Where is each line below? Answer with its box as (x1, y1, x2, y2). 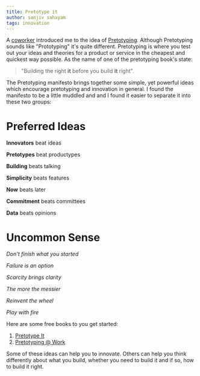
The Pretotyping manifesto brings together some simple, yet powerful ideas (6, 79, 194, 86)
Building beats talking (6, 163, 61, 170)
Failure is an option (6, 262, 54, 269)
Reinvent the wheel (6, 297, 54, 304)
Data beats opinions (6, 209, 57, 217)
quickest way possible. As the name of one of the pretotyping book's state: (6, 55, 193, 63)
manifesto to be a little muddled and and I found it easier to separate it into (6, 92, 191, 99)
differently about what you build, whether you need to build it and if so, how (6, 357, 195, 364)
